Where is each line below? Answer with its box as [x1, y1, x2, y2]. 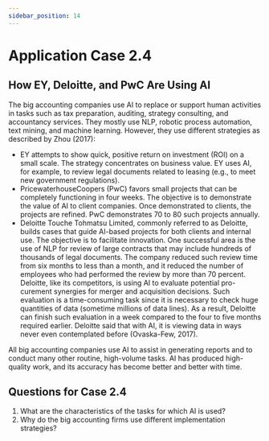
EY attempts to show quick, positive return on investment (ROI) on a [19, 150, 245, 159]
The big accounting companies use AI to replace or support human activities [8, 100, 262, 109]
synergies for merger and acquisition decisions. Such [53, 286, 230, 296]
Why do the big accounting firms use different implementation [19, 415, 226, 425]
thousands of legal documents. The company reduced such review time [19, 252, 259, 262]
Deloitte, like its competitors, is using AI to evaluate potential [19, 278, 220, 287]
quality [8, 361, 31, 371]
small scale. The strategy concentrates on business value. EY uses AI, [19, 158, 252, 167]
